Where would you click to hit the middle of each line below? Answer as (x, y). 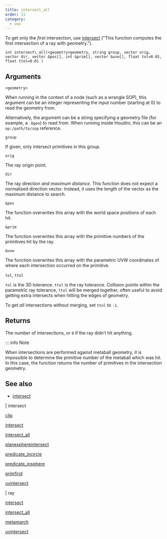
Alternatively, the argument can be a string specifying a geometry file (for (81, 117)
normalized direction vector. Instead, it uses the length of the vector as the (82, 189)
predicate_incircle (23, 454)
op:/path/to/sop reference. (33, 128)
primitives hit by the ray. (30, 242)
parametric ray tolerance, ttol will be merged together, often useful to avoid (84, 290)
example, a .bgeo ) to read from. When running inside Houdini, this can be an (83, 123)
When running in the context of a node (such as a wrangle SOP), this (76, 97)
